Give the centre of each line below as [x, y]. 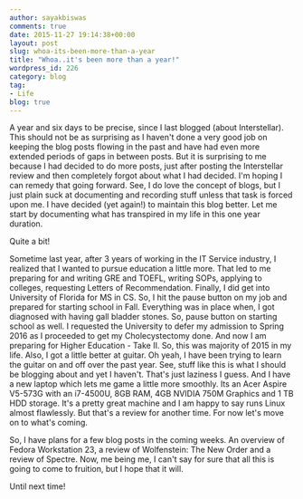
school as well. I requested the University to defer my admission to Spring [147, 326]
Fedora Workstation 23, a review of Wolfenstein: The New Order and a [140, 450]
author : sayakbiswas [48, 18]
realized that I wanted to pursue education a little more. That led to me [140, 269]
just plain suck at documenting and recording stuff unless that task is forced [151, 195]
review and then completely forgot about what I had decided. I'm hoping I [146, 176]
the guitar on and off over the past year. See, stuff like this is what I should [148, 365]
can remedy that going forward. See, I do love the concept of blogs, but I [145, 186]
